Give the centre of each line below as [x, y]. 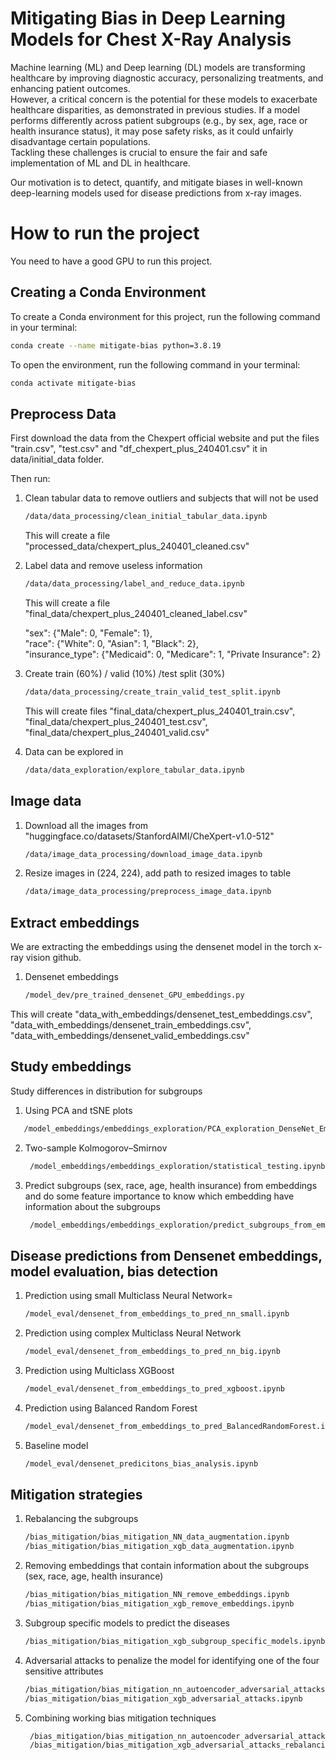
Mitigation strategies [76, 1495]
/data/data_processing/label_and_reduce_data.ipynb [134, 584]
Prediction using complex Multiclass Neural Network [133, 1333]
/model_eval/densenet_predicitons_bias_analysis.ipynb [141, 1463]
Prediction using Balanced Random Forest [111, 1408]
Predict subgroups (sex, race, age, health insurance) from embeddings [171, 1185]
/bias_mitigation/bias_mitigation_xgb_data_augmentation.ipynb [159, 1547]
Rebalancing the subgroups [81, 1519]
